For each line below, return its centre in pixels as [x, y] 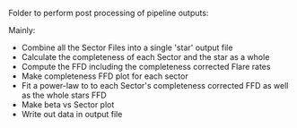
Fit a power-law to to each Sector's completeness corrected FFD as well [155, 85]
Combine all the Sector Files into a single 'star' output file [127, 47]
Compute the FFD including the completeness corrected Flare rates [146, 67]
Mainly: [22, 30]
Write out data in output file [72, 114]
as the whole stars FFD [64, 95]
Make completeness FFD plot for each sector [105, 76]
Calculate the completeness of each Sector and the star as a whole [145, 57]
